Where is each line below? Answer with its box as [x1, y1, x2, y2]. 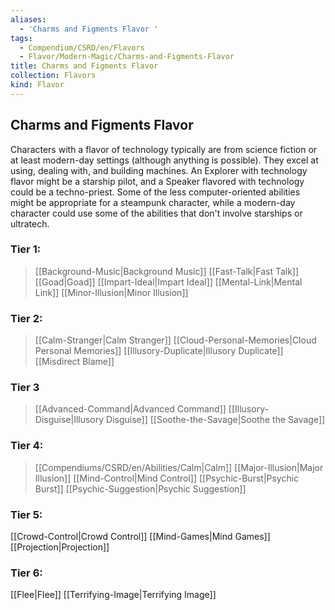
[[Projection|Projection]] [10, 541, 110, 553]
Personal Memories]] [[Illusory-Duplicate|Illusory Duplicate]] [34, 345, 284, 357]
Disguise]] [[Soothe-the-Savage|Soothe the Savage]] [106, 414, 326, 426]
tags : [10, 33, 33, 43]
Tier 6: [10, 566, 43, 580]
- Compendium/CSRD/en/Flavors [19, 42, 145, 53]
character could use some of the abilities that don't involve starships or [10, 207, 303, 219]
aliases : [10, 14, 47, 25]
